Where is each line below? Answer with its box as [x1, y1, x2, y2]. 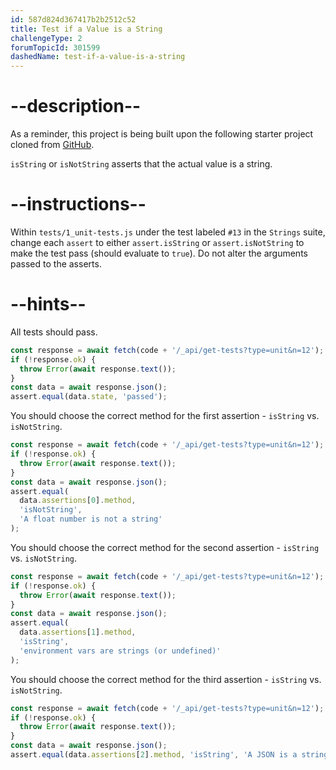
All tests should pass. [10, 326, 98, 338]
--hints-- [10, 293, 87, 316]
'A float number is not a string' [19, 514, 163, 525]
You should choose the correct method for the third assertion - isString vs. [10, 673, 322, 685]
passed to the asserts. [10, 258, 102, 270]
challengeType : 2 [10, 33, 83, 43]
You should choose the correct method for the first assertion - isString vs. [10, 410, 320, 422]
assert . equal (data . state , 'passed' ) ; [10, 392, 168, 402]
